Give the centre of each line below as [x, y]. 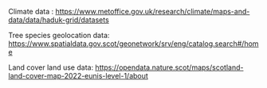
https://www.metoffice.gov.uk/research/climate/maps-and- [153, 11]
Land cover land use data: [51, 67]
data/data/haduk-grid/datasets [59, 20]
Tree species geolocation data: [59, 35]
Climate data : [31, 11]
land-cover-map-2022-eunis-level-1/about [79, 76]
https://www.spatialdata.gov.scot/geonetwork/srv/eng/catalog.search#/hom [133, 44]
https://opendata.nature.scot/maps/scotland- [169, 67]
